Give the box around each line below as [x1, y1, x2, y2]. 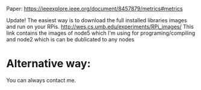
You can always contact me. [6, 76, 76, 83]
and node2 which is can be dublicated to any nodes [6, 36, 135, 43]
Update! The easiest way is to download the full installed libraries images [6, 17, 188, 23]
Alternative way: [6, 57, 91, 71]
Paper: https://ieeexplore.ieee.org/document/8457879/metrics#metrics [6, 5, 183, 12]
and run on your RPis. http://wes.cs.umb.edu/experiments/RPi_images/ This [6, 23, 194, 30]
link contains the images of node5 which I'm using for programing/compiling [6, 29, 196, 37]
